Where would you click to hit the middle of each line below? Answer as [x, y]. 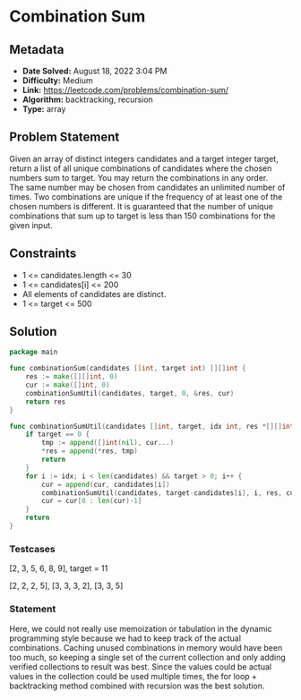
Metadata [37, 50]
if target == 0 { [58, 435]
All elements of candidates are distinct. [94, 294]
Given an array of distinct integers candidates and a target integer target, [144, 158]
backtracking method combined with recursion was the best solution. [137, 686]
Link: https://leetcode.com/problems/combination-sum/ [125, 90]
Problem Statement [64, 137]
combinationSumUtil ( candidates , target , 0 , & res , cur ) [130, 393]
